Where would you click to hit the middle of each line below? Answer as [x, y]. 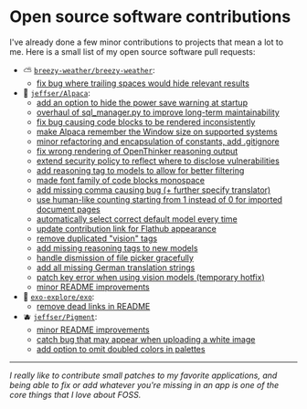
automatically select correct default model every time [137, 219]
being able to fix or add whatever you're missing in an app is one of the [144, 384]
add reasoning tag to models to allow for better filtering [140, 170]
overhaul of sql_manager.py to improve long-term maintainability [158, 112]
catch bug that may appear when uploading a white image [146, 339]
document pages [68, 209]
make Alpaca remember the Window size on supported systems [157, 131]
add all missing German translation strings [116, 267]
